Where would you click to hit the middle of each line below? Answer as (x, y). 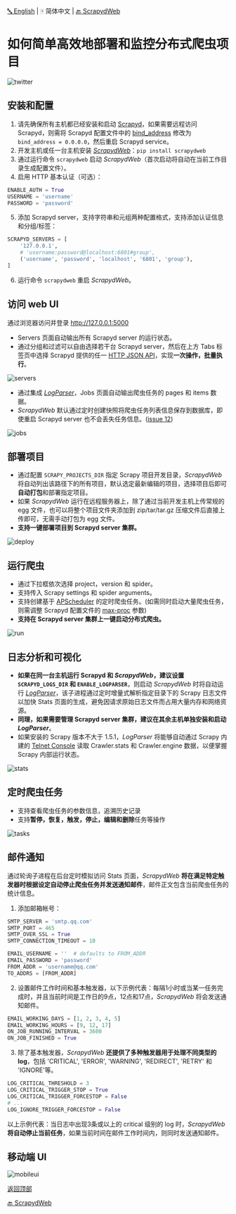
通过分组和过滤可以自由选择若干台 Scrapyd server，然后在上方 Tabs (116, 346)
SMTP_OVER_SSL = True (39, 935)
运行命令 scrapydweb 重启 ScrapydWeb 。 (76, 280)
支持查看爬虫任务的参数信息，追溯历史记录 (79, 810)
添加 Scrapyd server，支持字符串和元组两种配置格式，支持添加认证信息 (120, 217)
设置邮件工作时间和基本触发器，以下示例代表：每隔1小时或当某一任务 (117, 988)
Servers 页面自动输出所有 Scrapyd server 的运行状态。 (97, 338)
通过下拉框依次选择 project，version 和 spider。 (87, 584)
